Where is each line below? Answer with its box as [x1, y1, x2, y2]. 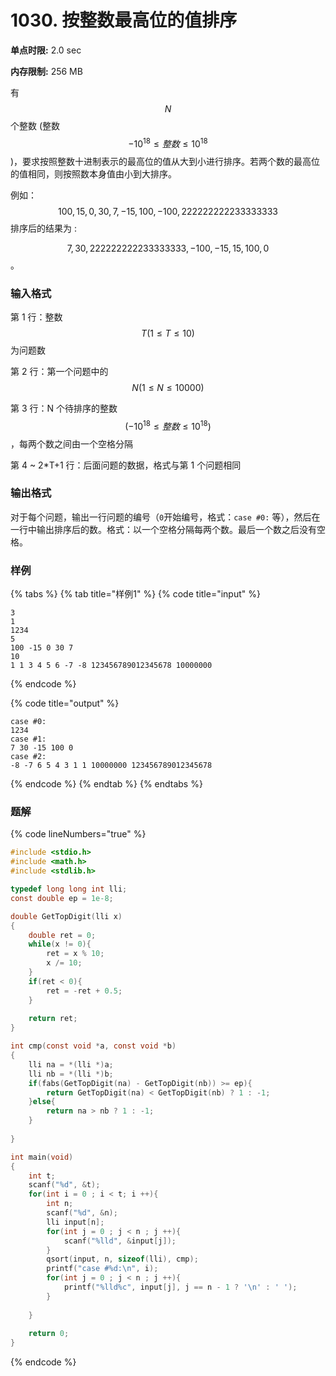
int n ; [46, 1199, 74, 1209]
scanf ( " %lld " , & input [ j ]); [63, 1236, 177, 1246]
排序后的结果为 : [10, 222, 77, 234]
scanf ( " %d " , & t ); [28, 1180, 101, 1190]
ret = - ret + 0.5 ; [46, 986, 123, 996]
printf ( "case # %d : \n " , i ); [46, 1264, 159, 1274]
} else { [28, 1097, 56, 1107]
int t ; [28, 1171, 56, 1181]
